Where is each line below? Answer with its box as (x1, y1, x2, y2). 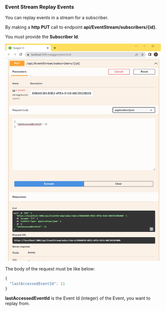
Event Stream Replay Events (5, 3, 74, 10)
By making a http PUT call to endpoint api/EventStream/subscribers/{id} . (5, 24, 157, 30)
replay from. (5, 301, 30, 307)
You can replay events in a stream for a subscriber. (5, 15, 109, 21)
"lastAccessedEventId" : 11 (9, 281, 65, 286)
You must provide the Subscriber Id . (5, 34, 80, 40)
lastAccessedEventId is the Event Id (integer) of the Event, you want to (5, 295, 151, 301)
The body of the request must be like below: (5, 266, 95, 271)
